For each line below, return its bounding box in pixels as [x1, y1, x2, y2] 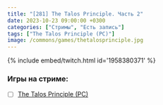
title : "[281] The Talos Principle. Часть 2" [7, 10, 143, 18]
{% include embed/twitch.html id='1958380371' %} [7, 56, 157, 65]
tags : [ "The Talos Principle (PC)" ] [7, 30, 115, 38]
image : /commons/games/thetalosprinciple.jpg [7, 37, 143, 44]
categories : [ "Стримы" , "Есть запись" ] [7, 23, 125, 31]
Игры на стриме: [7, 74, 68, 84]
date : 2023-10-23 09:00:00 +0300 [7, 17, 106, 24]
